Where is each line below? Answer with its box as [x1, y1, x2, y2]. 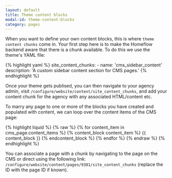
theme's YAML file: [5, 52, 45, 58]
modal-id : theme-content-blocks [5, 17, 74, 22]
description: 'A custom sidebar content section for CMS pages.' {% [5, 68, 147, 74]
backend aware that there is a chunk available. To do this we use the [5, 47, 150, 53]
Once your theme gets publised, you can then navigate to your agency [5, 83, 155, 89]
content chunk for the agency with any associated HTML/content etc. [5, 94, 152, 100]
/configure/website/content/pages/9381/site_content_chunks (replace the [5, 162, 163, 168]
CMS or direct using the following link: [5, 156, 86, 162]
